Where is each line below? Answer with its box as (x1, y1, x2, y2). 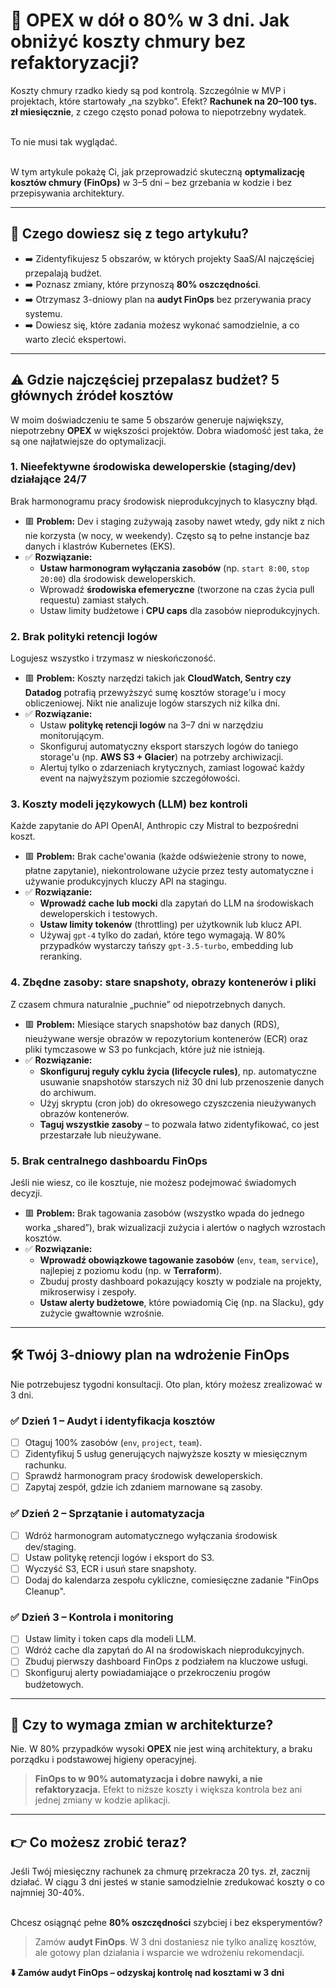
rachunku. (24, 1459, 67, 1471)
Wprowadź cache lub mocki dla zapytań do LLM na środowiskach (39, 897, 315, 909)
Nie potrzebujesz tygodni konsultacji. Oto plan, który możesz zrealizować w (10, 1378, 323, 1390)
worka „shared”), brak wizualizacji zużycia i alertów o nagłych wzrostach (24, 1222, 326, 1234)
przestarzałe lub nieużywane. (39, 1129, 162, 1141)
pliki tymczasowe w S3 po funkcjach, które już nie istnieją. (24, 1043, 266, 1055)
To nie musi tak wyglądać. (10, 135, 118, 148)
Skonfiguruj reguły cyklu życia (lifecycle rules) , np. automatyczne (39, 1065, 317, 1077)
